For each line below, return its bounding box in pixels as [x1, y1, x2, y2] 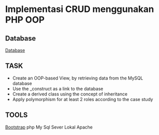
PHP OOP [5, 14, 45, 25]
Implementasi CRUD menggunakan [5, 3, 154, 15]
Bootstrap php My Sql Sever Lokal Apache [5, 124, 93, 130]
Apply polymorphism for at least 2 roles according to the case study [12, 96, 153, 102]
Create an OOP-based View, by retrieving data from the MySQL [12, 75, 143, 81]
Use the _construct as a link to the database [12, 85, 104, 91]
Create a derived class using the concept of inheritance [12, 91, 128, 97]
